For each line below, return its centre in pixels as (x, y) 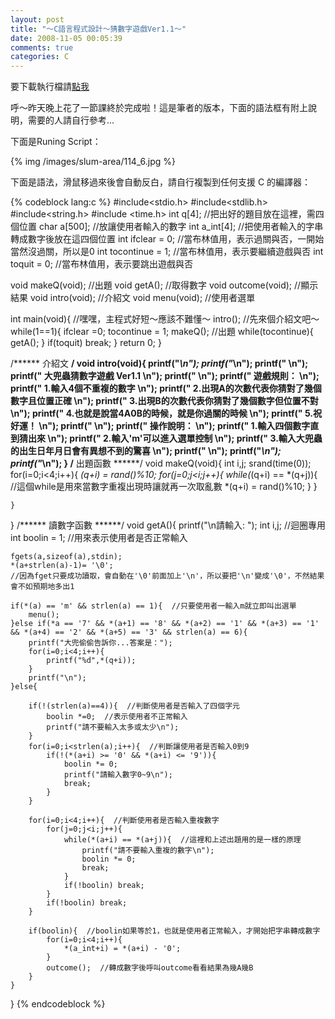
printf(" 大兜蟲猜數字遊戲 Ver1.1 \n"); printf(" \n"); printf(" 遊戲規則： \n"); (165, 376)
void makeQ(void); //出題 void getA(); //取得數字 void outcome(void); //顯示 (164, 285)
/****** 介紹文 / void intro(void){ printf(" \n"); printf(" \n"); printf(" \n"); (159, 363)
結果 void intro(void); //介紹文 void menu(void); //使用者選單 (133, 298)
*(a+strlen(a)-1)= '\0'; (62, 566)
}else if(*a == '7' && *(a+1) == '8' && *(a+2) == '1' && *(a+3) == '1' (165, 624)
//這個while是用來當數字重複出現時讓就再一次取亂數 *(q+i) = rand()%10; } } (164, 487)
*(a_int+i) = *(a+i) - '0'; (122, 949)
